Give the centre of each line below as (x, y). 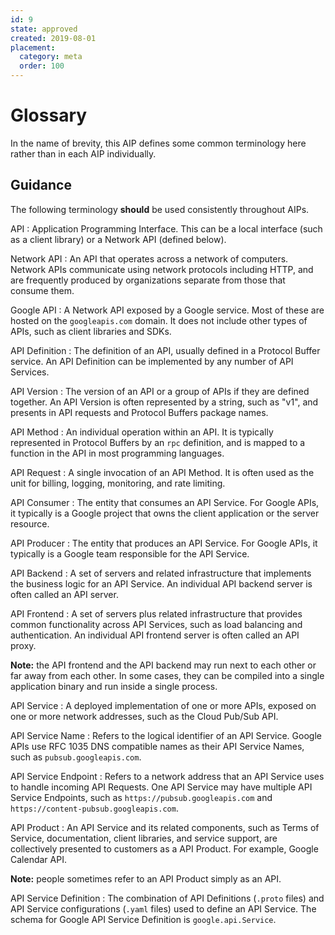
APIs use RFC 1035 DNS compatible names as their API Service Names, (157, 746)
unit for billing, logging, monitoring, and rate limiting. (118, 483)
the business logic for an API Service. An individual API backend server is (161, 583)
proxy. (23, 645)
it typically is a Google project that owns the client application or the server (165, 513)
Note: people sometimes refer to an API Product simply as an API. (146, 878)
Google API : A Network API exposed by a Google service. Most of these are (167, 310)
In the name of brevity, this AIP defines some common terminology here (158, 143)
